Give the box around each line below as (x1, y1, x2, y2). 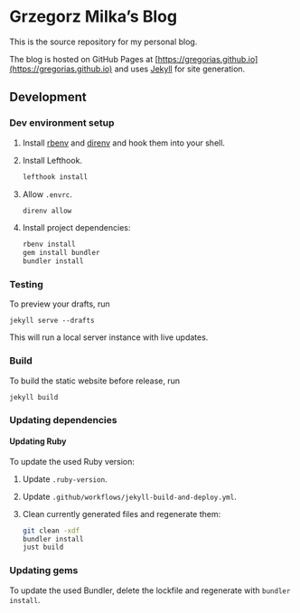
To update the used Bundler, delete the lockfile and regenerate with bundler (9, 585, 291, 596)
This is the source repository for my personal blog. (9, 36, 198, 47)
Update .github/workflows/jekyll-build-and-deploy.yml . (22, 491, 237, 502)
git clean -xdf (22, 526, 80, 535)
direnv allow (22, 206, 72, 215)
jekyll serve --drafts (9, 316, 95, 325)
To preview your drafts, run (9, 298, 110, 309)
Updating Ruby (9, 436, 67, 447)
